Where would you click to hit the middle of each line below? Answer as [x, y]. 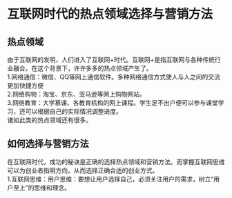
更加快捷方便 [25, 86]
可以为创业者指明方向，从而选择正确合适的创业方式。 [83, 170]
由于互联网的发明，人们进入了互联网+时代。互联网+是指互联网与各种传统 [111, 60]
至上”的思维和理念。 [42, 188]
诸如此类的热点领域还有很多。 [49, 120]
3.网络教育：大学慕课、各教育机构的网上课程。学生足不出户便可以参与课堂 [113, 103]
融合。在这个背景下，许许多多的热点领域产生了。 [83, 68]
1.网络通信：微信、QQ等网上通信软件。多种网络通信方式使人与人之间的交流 [114, 77]
